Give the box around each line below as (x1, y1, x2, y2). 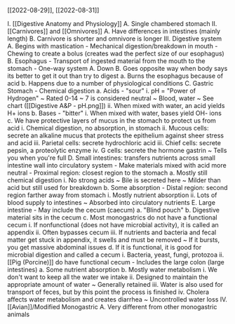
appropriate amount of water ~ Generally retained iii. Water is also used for (7, 281, 223, 288)
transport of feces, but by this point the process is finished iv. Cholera (7, 288, 209, 296)
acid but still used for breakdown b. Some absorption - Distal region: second (7, 184, 228, 191)
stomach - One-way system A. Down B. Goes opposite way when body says (7, 65, 228, 72)
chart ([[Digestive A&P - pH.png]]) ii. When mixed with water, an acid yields (7, 102, 225, 109)
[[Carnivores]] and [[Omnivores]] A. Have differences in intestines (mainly (7, 27, 221, 35)
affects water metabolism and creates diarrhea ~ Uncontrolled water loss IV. (7, 295, 228, 304)
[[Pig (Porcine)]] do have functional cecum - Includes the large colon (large (7, 258, 224, 266)
